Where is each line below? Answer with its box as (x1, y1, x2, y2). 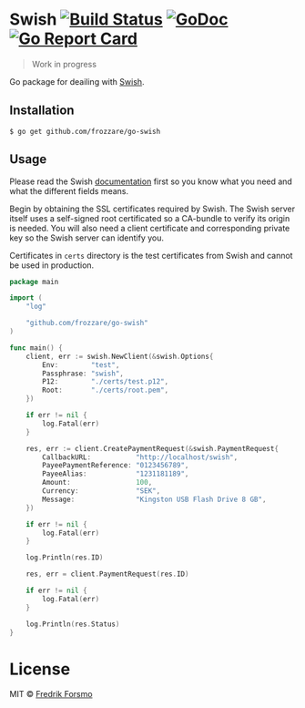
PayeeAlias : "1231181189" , (42, 469, 189, 478)
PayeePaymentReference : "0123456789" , (42, 461, 189, 470)
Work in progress (31, 58, 97, 69)
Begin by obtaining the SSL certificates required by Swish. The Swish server (9, 203, 296, 214)
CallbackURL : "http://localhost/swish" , (42, 452, 239, 462)
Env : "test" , (42, 360, 120, 369)
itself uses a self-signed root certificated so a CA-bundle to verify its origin (9, 212, 290, 223)
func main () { (9, 343, 64, 353)
